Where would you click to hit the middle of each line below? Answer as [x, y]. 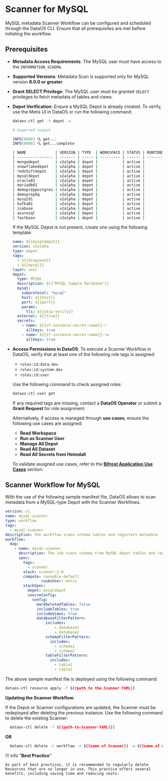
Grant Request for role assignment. [49, 408]
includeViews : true [57, 613]
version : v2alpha [30, 246]
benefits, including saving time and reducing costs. [62, 773]
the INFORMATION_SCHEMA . [37, 66]
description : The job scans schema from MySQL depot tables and [87, 553]
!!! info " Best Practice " [28, 755]
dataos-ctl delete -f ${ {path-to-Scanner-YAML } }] [62, 727]
